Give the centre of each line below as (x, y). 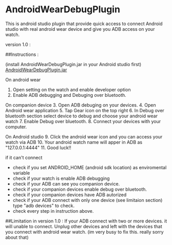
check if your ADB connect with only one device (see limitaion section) (88, 200)
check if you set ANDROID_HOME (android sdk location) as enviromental (90, 167)
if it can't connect (24, 157)
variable (21, 173)
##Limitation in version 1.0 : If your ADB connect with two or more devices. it (86, 221)
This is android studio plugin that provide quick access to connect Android (84, 24)
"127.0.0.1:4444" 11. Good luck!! (38, 148)
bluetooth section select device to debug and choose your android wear (82, 116)
